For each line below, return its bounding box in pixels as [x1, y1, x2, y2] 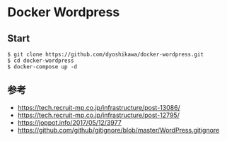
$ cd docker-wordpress [7, 57, 74, 64]
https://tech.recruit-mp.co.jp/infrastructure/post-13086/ [17, 103, 180, 111]
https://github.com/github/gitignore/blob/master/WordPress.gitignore [17, 125, 220, 134]
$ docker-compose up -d [7, 63, 78, 70]
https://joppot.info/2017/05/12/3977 [17, 118, 122, 127]
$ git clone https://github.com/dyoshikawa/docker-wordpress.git [7, 51, 204, 58]
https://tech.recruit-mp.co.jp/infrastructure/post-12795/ [17, 111, 180, 119]
